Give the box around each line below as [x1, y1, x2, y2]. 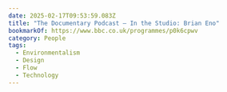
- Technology [15, 71, 59, 79]
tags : [8, 42, 26, 50]
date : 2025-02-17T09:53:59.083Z [8, 11, 116, 20]
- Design [15, 57, 45, 65]
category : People [8, 34, 66, 42]
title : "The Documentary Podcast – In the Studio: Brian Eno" [8, 19, 220, 27]
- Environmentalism [15, 49, 81, 57]
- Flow [15, 64, 38, 72]
